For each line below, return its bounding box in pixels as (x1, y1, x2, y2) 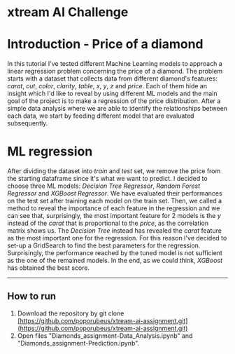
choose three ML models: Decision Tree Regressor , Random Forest (7, 182, 201, 190)
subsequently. (7, 119, 48, 128)
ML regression (7, 144, 93, 160)
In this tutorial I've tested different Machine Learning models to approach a (7, 60, 222, 68)
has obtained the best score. (7, 264, 90, 272)
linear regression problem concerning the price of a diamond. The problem (7, 67, 223, 76)
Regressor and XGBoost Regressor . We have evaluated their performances (7, 189, 222, 198)
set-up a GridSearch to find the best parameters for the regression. (7, 241, 201, 250)
